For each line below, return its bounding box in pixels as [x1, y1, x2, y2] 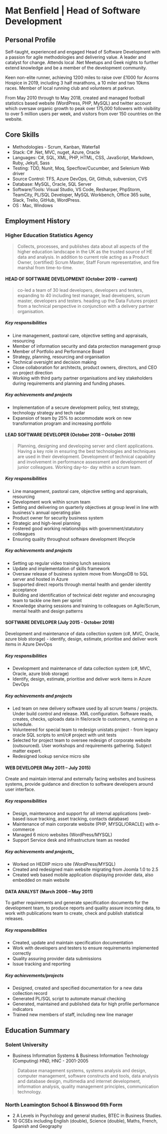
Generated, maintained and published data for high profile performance [12, 1001, 160, 1007]
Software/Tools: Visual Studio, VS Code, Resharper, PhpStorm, [12, 186, 142, 192]
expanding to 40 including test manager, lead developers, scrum [17, 292, 151, 298]
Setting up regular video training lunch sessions [12, 560, 111, 566]
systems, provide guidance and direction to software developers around [5, 781, 154, 787]
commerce [12, 826, 35, 833]
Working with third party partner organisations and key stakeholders [12, 375, 153, 381]
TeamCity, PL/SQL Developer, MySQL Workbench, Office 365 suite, [12, 192, 151, 198]
